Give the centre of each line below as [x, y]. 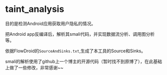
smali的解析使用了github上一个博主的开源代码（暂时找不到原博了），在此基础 [83, 61]
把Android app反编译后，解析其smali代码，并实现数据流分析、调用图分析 [80, 34]
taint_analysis [35, 9]
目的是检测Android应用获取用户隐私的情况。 [50, 23]
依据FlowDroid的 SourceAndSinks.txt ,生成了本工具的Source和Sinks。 [76, 51]
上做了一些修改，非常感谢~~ [34, 68]
